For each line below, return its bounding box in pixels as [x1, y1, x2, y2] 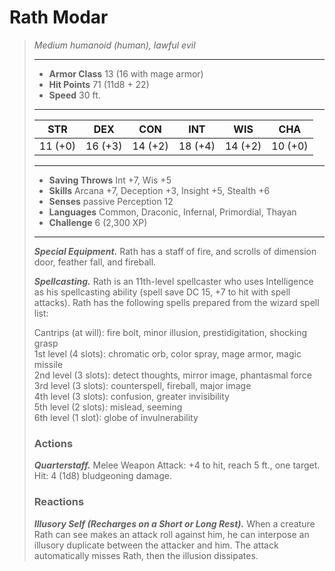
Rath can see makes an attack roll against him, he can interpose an [33, 528, 310, 540]
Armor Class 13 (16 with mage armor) [48, 67, 204, 80]
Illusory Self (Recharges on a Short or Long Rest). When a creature [33, 517, 316, 530]
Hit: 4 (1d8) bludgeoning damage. [33, 470, 172, 482]
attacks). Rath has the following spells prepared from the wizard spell [33, 296, 320, 308]
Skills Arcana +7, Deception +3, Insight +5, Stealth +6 [48, 184, 271, 196]
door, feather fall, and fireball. [33, 256, 157, 268]
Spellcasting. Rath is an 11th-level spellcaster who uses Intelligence [33, 275, 314, 287]
